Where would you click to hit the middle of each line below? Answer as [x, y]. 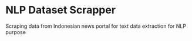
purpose [16, 32]
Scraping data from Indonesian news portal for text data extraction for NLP [96, 26]
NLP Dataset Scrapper [60, 10]
